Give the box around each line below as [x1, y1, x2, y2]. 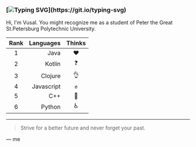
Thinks [66, 39, 86, 47]
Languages [29, 39, 61, 47]
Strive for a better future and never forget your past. [20, 124, 146, 131]
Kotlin [45, 60, 61, 68]
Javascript [32, 82, 61, 90]
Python [41, 103, 61, 111]
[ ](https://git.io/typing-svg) [6, 6, 127, 14]
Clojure [40, 72, 61, 80]
